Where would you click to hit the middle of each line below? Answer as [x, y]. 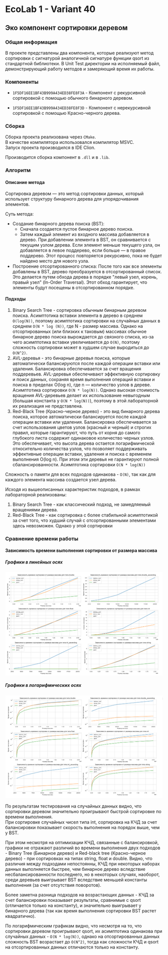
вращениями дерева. [35, 509]
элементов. [17, 204]
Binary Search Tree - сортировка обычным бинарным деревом [79, 310]
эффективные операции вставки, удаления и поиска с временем [82, 454]
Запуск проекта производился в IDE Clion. [50, 148]
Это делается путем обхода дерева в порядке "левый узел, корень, [85, 277]
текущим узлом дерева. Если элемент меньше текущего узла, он [90, 245]
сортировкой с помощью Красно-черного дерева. [66, 113]
